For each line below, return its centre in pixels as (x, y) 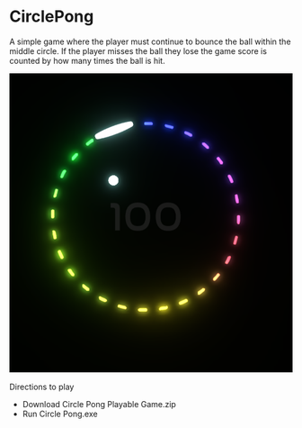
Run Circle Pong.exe (60, 414)
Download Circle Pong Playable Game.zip (99, 404)
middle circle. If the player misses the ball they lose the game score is (138, 50)
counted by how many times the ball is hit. (87, 60)
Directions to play (42, 387)
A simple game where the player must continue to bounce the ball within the (150, 41)
